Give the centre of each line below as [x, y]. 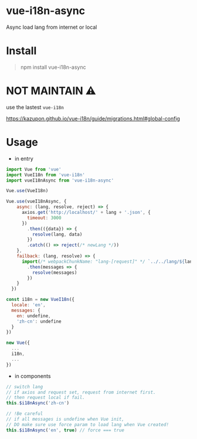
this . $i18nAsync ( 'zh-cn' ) [38, 403]
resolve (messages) [55, 272]
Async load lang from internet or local [52, 27]
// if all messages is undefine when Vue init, [65, 419]
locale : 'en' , [28, 305]
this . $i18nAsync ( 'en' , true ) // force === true [65, 430]
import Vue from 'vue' [34, 169]
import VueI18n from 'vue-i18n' [45, 175]
